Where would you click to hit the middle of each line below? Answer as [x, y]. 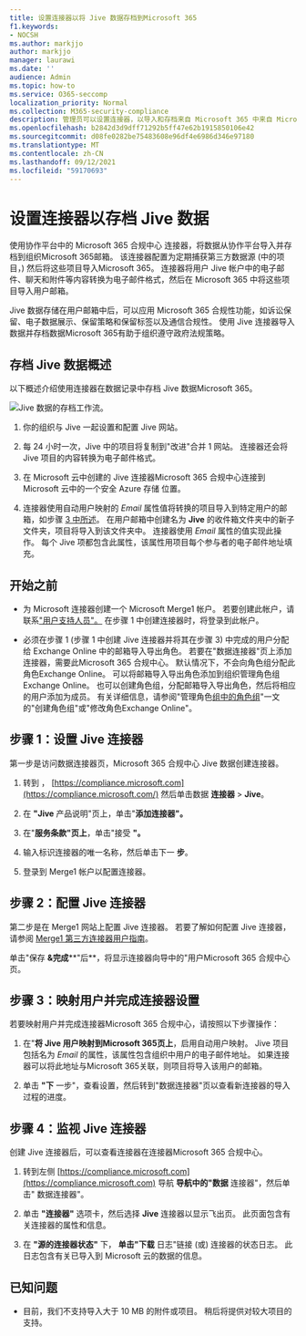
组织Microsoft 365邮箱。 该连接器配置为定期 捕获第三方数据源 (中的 [151, 257]
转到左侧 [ [41, 1172]
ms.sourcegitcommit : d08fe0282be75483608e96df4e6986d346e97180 [132, 137]
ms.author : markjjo [46, 43]
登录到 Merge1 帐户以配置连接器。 [87, 871]
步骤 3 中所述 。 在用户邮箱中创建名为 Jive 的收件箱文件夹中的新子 [171, 520]
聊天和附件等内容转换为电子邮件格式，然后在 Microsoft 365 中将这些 [153, 280]
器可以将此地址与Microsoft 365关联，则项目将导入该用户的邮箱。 [144, 1066]
